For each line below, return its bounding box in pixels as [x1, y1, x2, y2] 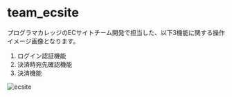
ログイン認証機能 [17, 52, 66, 60]
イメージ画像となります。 [7, 36, 80, 45]
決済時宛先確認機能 [17, 60, 73, 68]
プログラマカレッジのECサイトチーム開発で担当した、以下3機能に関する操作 [7, 28, 225, 36]
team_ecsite [7, 5, 80, 21]
